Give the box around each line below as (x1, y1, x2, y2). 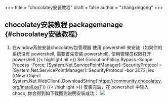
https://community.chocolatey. (98, 78, 162, 84)
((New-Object (12, 72, 41, 78)
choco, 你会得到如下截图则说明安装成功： (12, 90, 99, 96)
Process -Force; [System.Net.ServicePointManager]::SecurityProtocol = (12, 62, 162, 68)
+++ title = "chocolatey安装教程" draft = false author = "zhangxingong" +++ (5, 5, 163, 10)
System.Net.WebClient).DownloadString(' (12, 78, 99, 84)
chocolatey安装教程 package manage (5, 21, 123, 29)
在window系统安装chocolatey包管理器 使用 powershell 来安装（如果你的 (12, 44, 162, 50)
